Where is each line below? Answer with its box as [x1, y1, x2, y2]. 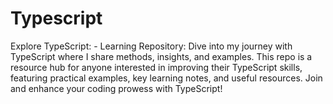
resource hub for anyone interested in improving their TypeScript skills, [10, 61, 303, 73]
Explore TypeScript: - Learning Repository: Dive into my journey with [10, 40, 293, 52]
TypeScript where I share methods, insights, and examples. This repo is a [10, 50, 313, 62]
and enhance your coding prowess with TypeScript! [10, 82, 223, 94]
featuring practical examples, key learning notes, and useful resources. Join [10, 72, 323, 84]
